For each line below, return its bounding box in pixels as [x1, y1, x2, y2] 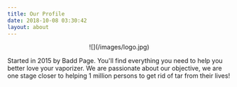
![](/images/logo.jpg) [89, 43, 150, 52]
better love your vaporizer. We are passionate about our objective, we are [7, 64, 222, 73]
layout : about [7, 23, 50, 30]
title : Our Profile [7, 10, 65, 18]
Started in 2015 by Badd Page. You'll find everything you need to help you [7, 57, 224, 65]
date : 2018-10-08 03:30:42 [7, 17, 87, 24]
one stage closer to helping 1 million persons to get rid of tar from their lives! [7, 71, 231, 80]
